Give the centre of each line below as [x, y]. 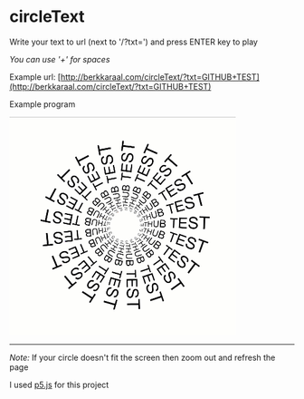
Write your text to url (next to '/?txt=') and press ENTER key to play [133, 42]
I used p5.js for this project [59, 384]
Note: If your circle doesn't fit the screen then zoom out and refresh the [142, 357]
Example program [43, 104]
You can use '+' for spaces [60, 59]
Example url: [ [35, 77]
